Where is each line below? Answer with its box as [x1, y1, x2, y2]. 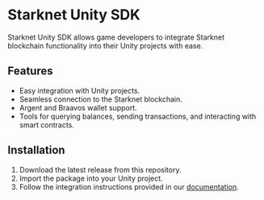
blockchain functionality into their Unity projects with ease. [7, 40, 203, 50]
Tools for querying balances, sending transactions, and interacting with [19, 111, 257, 121]
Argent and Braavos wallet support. [19, 102, 138, 112]
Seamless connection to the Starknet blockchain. [19, 94, 183, 104]
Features [7, 65, 53, 78]
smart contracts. [19, 119, 74, 130]
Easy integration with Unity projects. [19, 85, 140, 95]
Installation [7, 144, 65, 157]
